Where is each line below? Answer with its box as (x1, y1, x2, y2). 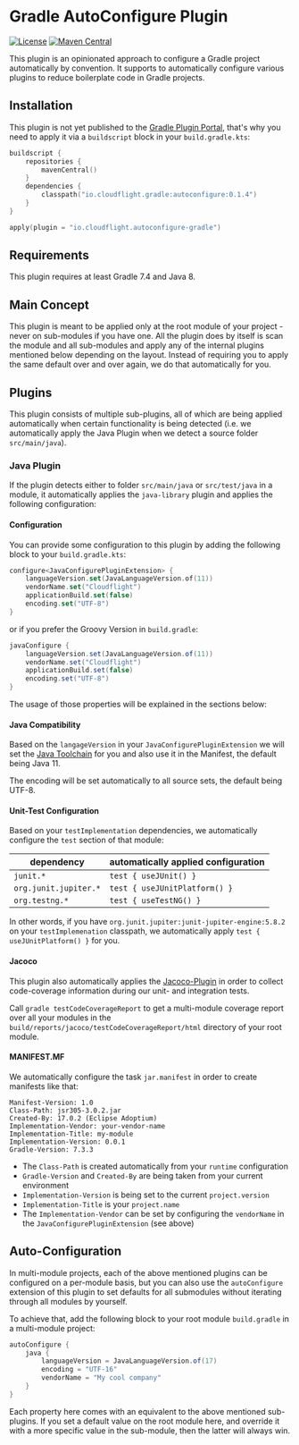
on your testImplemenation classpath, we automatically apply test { (9, 925, 261, 936)
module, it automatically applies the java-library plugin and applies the (9, 489, 274, 500)
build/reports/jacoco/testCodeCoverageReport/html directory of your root (9, 1021, 283, 1032)
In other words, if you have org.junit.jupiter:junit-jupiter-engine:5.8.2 (9, 917, 286, 927)
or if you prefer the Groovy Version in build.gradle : (9, 623, 199, 634)
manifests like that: (9, 1080, 79, 1092)
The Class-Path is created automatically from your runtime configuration (21, 1161, 288, 1171)
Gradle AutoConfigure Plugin (9, 6, 228, 27)
